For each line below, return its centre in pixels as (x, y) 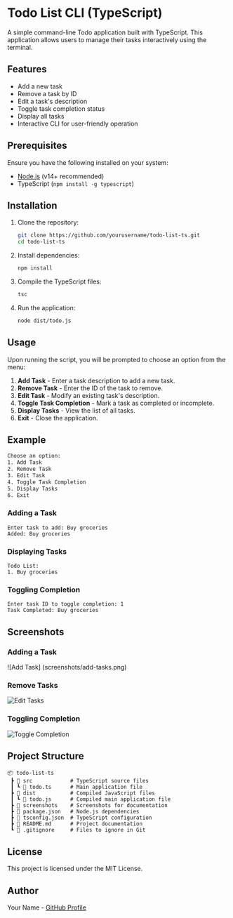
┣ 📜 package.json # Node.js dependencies (75, 812)
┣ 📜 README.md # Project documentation (76, 824)
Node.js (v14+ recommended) (61, 176)
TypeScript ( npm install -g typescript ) (76, 183)
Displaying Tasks (37, 551)
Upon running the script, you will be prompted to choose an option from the (116, 359)
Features (27, 69)
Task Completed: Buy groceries (53, 611)
